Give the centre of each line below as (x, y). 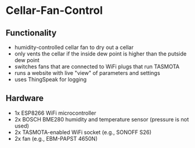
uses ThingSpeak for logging (51, 79)
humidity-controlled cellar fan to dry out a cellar (74, 47)
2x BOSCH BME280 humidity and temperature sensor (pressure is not (101, 119)
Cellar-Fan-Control (55, 11)
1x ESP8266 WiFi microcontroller (55, 113)
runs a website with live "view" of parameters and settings (87, 73)
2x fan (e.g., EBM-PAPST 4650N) (56, 138)
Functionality (31, 33)
